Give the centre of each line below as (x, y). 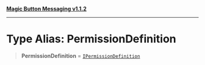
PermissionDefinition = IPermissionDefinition (81, 56)
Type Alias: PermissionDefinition (91, 39)
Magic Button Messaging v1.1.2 (47, 9)
